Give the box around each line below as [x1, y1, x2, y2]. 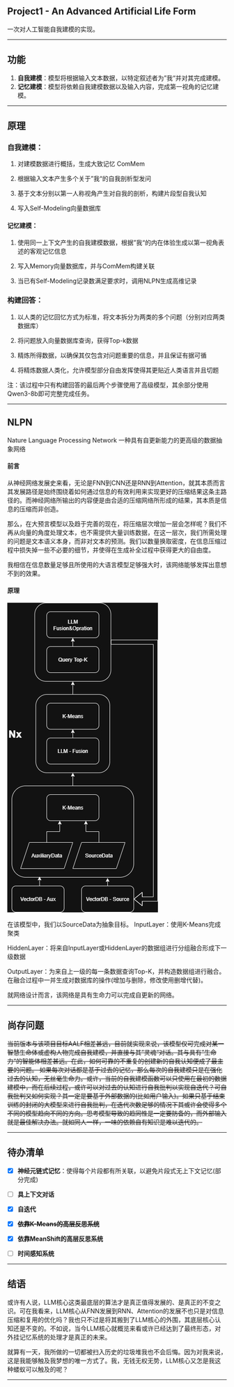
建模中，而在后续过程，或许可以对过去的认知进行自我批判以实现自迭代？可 [7, 1083, 221, 1091]
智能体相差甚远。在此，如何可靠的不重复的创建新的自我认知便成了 [22, 1057, 212, 1065]
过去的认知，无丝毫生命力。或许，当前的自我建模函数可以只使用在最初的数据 [7, 1074, 227, 1083]
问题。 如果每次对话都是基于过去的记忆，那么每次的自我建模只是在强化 [19, 1065, 223, 1074]
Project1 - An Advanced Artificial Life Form [7, 6, 196, 17]
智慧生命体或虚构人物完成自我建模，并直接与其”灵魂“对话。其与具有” [7, 1048, 205, 1056]
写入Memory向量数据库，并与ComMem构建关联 [17, 261, 155, 270]
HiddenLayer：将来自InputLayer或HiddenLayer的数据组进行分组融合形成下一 [7, 944, 228, 952]
